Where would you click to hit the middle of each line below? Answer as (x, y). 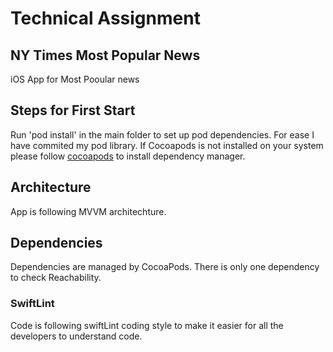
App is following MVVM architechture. (88, 211)
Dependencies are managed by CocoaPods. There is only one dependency (165, 267)
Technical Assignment (105, 18)
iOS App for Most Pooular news (75, 79)
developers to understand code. (76, 336)
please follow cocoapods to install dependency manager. (128, 156)
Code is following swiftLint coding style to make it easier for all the (147, 325)
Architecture (51, 187)
